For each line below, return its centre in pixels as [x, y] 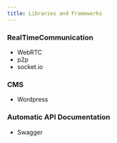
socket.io [30, 66]
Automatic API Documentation [59, 117]
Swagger [30, 132]
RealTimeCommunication [50, 37]
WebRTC [29, 52]
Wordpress [32, 99]
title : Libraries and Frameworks [55, 13]
